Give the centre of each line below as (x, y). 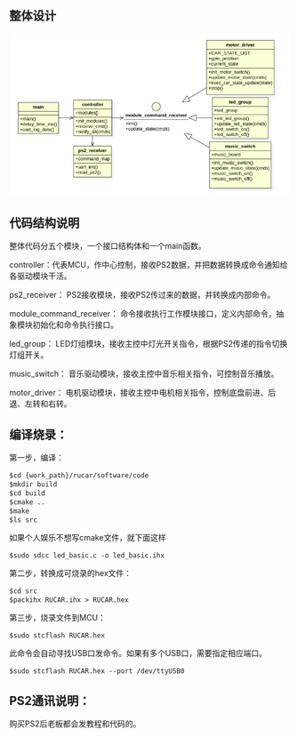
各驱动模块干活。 (40, 276)
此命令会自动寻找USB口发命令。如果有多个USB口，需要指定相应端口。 (138, 653)
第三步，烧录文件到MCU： (58, 618)
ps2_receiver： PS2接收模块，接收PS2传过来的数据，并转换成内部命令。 (142, 295)
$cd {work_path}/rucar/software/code (79, 476)
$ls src (24, 520)
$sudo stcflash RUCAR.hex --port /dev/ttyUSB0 (97, 671)
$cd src (24, 591)
